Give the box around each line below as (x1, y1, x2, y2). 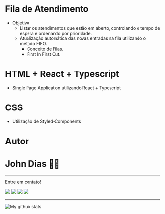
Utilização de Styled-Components (12, 118, 81, 124)
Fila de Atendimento (5, 3, 89, 15)
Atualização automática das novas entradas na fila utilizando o (19, 36, 146, 41)
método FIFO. (19, 40, 48, 46)
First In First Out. (27, 51, 61, 57)
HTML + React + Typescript (5, 69, 119, 80)
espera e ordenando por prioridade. (19, 30, 92, 36)
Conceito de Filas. (27, 46, 64, 52)
